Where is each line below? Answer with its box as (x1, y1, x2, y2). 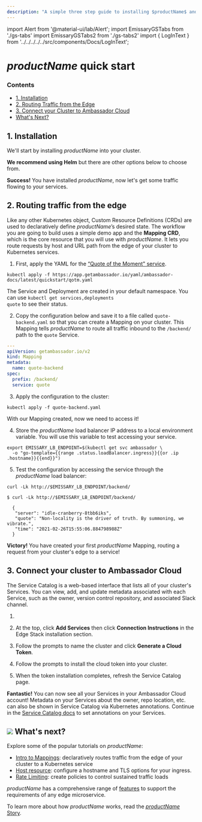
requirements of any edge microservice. (7, 791, 106, 799)
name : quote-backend (12, 365, 64, 371)
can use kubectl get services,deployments (7, 294, 114, 301)
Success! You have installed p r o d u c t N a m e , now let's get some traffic (7, 176, 179, 184)
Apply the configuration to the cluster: (15, 392, 110, 400)
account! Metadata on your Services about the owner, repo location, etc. (7, 696, 186, 703)
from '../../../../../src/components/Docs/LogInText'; (7, 38, 129, 45)
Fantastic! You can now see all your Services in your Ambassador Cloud (7, 690, 186, 697)
